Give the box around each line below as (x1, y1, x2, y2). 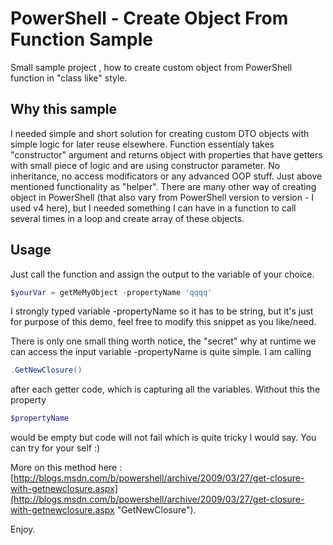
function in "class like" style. (10, 72, 128, 84)
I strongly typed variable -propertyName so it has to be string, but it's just (10, 305, 314, 317)
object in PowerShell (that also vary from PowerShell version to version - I (10, 191, 315, 203)
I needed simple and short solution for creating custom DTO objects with (10, 127, 310, 139)
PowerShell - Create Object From (10, 7, 289, 30)
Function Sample (10, 28, 153, 51)
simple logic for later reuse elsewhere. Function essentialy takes (10, 138, 275, 150)
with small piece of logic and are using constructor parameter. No (10, 159, 281, 171)
